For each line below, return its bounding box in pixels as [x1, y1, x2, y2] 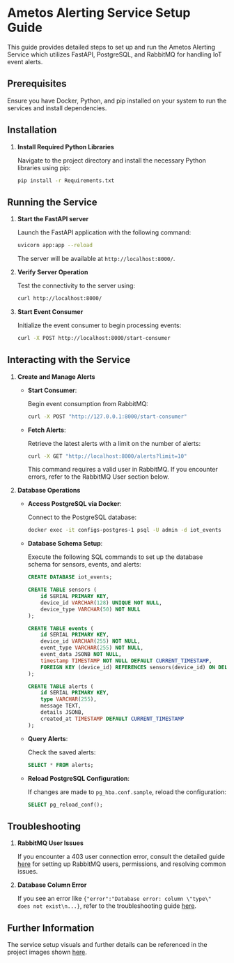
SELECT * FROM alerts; [27, 761, 94, 768]
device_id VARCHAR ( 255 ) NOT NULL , [40, 638, 141, 645]
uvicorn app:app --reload [17, 242, 93, 249]
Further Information [7, 922, 95, 934]
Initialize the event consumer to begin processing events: [17, 321, 182, 329]
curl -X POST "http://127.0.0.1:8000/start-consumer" [27, 413, 187, 420]
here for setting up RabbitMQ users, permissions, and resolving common [17, 860, 226, 868]
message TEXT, [40, 703, 81, 710]
